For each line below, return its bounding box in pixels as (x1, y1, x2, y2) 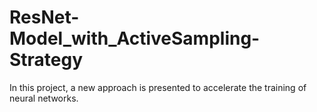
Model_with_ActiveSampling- (9, 27, 261, 50)
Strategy (9, 49, 84, 71)
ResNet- (9, 6, 80, 29)
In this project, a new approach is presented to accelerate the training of (9, 81, 307, 93)
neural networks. (9, 92, 79, 104)
